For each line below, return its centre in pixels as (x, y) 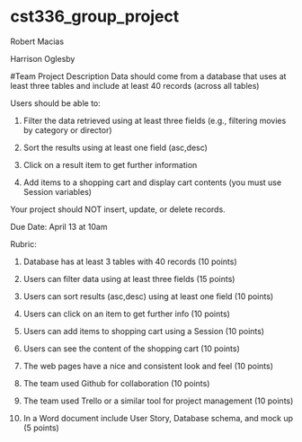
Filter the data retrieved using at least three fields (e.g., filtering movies (155, 120)
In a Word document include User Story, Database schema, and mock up (158, 418)
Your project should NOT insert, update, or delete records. (118, 209)
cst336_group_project (95, 17)
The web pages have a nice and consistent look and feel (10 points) (148, 366)
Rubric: (23, 243)
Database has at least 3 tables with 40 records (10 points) (130, 261)
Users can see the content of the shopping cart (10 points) (132, 349)
